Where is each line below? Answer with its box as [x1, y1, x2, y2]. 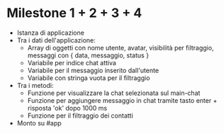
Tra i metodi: [16, 81, 54, 89]
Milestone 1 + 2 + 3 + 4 [6, 5, 142, 21]
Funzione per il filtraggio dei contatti [27, 111, 134, 120]
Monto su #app [16, 118, 62, 127]
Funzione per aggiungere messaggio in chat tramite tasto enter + [27, 96, 218, 104]
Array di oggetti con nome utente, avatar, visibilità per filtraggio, [27, 43, 214, 52]
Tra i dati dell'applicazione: [16, 35, 96, 44]
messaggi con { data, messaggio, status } [27, 51, 150, 60]
